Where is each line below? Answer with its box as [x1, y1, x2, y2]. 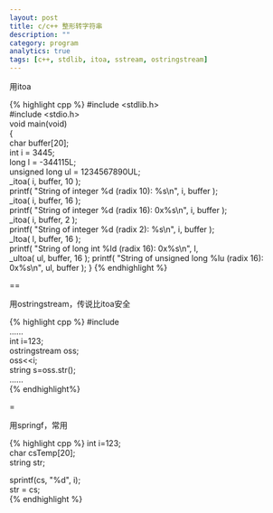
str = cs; [9, 484, 41, 495]
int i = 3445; [9, 147, 55, 158]
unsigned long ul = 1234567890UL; [9, 166, 141, 177]
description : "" [9, 30, 71, 39]
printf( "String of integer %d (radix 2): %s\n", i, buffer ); [9, 224, 215, 235]
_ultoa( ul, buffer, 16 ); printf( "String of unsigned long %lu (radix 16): [9, 253, 264, 263]
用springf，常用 [9, 420, 68, 430]
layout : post [9, 13, 59, 23]
